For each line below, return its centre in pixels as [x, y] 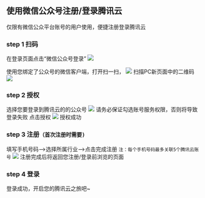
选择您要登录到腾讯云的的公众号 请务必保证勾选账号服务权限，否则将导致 [102, 109]
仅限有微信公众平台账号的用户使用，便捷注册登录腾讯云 [76, 27]
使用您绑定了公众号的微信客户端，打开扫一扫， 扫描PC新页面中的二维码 [100, 71]
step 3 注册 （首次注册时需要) [46, 134]
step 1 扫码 [22, 44]
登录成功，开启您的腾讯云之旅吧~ [48, 189]
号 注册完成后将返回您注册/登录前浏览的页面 [65, 156]
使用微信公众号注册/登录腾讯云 [64, 11]
